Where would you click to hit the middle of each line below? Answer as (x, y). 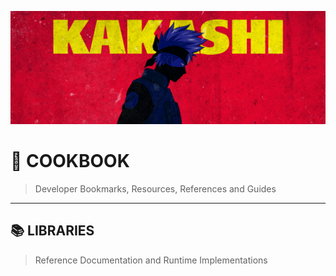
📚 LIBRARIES (52, 231)
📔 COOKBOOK (70, 161)
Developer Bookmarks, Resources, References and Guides (155, 189)
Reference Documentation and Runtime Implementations (151, 260)
